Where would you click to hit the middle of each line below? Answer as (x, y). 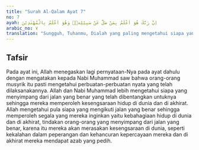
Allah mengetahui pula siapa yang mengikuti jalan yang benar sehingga (93, 109)
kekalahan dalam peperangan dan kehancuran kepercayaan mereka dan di (97, 134)
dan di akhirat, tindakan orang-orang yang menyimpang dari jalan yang (93, 122)
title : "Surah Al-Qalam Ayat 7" (46, 12)
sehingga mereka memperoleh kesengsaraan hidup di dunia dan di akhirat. (97, 103)
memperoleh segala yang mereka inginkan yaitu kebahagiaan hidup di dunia (99, 115)
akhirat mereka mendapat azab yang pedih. (59, 141)
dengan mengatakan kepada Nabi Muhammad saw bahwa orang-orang (93, 78)
